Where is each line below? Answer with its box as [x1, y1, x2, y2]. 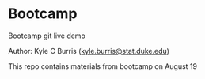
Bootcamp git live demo [8, 31, 85, 40]
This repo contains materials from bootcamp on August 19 [8, 61, 198, 71]
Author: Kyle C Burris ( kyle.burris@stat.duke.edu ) [8, 46, 170, 55]
